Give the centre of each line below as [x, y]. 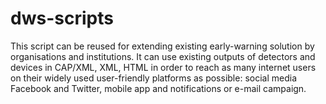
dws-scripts [62, 18]
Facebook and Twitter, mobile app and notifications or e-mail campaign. [158, 88]
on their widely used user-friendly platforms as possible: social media [153, 78]
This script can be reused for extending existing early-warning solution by [162, 46]
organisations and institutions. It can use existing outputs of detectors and [163, 56]
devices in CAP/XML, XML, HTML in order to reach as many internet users [163, 67]
